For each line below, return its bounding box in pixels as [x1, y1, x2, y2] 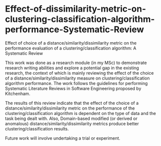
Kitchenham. [5, 91, 31, 97]
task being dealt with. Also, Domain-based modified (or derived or [5, 115, 138, 121]
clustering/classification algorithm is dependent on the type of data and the [5, 110, 157, 116]
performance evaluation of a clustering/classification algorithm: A [5, 45, 137, 51]
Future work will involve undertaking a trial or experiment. [5, 135, 121, 141]
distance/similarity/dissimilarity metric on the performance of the [5, 105, 135, 111]
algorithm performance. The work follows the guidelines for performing [5, 80, 148, 86]
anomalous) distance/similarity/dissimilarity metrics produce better [5, 120, 139, 127]
